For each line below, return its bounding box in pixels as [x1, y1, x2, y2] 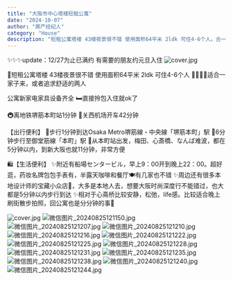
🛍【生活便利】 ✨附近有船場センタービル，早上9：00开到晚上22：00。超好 [7, 160, 223, 169]
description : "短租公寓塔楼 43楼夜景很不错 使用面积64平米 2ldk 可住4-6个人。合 [7, 36, 222, 43]
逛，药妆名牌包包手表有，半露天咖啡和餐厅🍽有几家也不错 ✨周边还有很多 [7, 171, 215, 179]
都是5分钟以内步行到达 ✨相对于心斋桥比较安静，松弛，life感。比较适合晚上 [7, 190, 221, 198]
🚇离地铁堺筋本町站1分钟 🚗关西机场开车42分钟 [7, 111, 139, 119]
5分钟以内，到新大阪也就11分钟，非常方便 [7, 145, 126, 153]
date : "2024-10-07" [7, 17, 64, 24]
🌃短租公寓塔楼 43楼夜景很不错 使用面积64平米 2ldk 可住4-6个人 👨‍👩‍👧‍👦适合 [7, 71, 220, 79]
